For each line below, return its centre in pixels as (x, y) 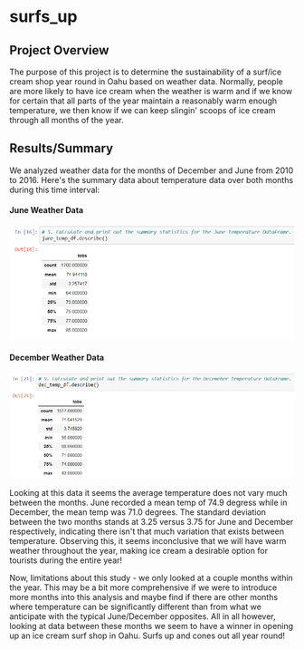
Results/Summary (62, 148)
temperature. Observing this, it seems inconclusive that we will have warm (148, 540)
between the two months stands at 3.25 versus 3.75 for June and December (152, 521)
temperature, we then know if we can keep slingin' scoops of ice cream (142, 110)
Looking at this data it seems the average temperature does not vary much (148, 492)
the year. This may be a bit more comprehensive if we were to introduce (143, 587)
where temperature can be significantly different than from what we (136, 606)
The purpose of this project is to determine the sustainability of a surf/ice (146, 72)
